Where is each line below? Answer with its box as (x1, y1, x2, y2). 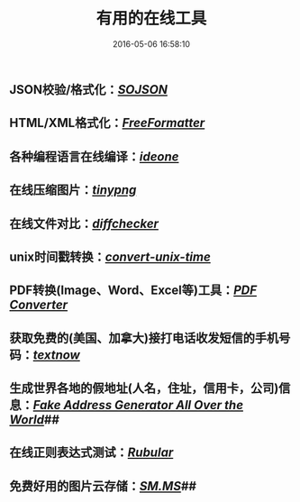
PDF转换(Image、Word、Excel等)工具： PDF (9, 283, 258, 298)
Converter (9, 297, 68, 313)
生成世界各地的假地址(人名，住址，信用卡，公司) (9, 380, 279, 397)
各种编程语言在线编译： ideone (9, 149, 179, 164)
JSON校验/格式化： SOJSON (9, 82, 168, 97)
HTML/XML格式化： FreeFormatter (9, 115, 205, 131)
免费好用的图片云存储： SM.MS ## (9, 479, 196, 494)
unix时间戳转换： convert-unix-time (9, 249, 212, 264)
